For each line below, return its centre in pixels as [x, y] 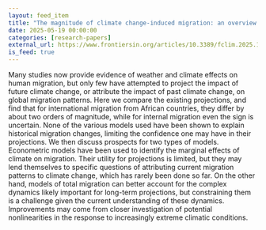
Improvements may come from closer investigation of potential [110, 209]
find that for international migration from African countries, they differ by [126, 108]
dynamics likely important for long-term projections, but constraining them [130, 192]
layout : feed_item [38, 15]
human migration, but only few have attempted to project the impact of [123, 83]
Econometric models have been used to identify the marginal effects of [124, 150]
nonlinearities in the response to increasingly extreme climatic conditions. [128, 217]
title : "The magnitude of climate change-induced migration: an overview [133, 23]
